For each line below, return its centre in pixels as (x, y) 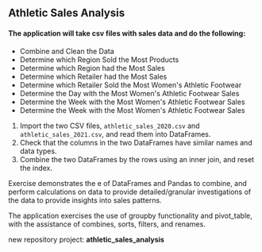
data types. (38, 151)
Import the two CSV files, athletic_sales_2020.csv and (110, 126)
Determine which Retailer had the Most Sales (93, 76)
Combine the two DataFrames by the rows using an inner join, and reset (137, 159)
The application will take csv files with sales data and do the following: (127, 33)
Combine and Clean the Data (67, 51)
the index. (36, 168)
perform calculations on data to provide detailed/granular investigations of (130, 192)
